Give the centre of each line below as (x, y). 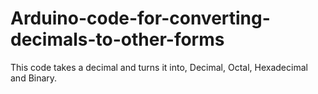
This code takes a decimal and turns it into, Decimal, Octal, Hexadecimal (159, 67)
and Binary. (34, 78)
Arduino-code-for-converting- (140, 18)
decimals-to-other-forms (117, 39)
